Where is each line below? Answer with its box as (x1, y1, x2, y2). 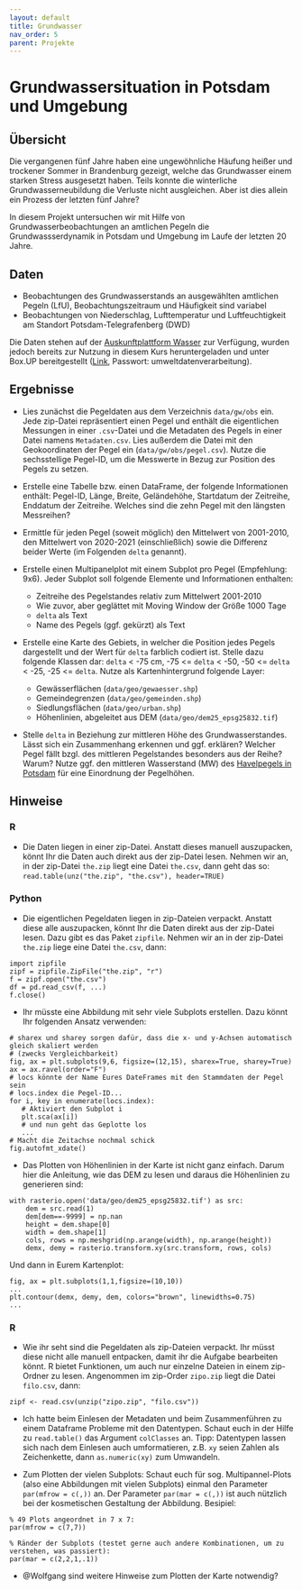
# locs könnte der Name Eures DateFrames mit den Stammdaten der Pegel (9, 1073, 284, 1082)
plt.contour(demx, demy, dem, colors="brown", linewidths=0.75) (9, 1293, 256, 1302)
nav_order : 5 (9, 30, 59, 39)
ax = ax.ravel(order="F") (9, 1065, 106, 1074)
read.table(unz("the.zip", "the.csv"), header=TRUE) (22, 872, 225, 881)
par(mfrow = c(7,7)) (9, 1523, 87, 1532)
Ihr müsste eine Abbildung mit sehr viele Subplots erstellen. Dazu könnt (22, 1006, 288, 1017)
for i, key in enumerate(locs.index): (9, 1096, 155, 1105)
